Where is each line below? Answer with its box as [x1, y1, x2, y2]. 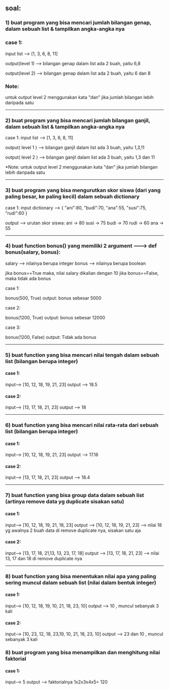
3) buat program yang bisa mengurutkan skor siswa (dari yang [5, 187, 161, 194]
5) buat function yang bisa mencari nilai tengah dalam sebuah [5, 351, 159, 358]
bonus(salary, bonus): [5, 249, 61, 256]
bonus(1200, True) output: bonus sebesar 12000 [5, 314, 106, 320]
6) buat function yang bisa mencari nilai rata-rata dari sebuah [5, 422, 158, 429]
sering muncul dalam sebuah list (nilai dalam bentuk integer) [5, 579, 157, 586]
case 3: [5, 324, 21, 330]
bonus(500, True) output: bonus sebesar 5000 [5, 295, 102, 301]
